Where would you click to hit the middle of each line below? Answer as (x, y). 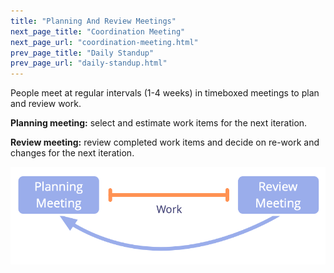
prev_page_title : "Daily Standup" (82, 53)
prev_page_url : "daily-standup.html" (89, 63)
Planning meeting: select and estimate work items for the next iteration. (159, 123)
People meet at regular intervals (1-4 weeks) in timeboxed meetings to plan (165, 93)
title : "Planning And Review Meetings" (93, 21)
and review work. (46, 104)
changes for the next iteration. (72, 153)
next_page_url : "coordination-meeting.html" (104, 42)
